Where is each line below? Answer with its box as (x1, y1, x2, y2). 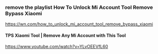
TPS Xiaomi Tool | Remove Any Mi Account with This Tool (5, 32, 126, 38)
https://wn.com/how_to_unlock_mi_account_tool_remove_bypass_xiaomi (5, 21, 153, 27)
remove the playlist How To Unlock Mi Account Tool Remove (5, 4, 153, 11)
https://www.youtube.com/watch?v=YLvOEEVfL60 (5, 43, 108, 49)
